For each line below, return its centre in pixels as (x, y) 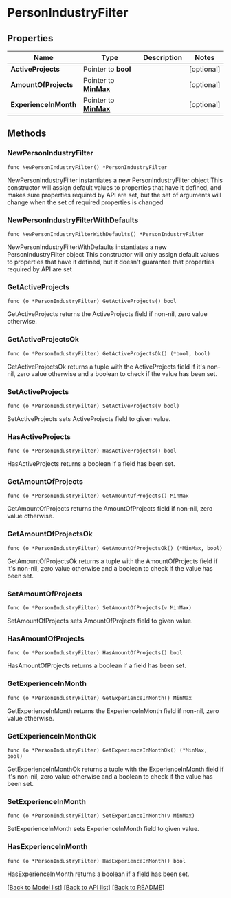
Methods (27, 134)
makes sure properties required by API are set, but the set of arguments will (114, 195)
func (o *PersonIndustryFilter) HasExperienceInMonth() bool (97, 861)
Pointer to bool (107, 69)
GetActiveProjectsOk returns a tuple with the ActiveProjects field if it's (106, 367)
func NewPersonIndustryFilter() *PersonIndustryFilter (87, 167)
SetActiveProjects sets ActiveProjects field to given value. (89, 418)
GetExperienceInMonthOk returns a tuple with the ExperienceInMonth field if (115, 769)
